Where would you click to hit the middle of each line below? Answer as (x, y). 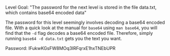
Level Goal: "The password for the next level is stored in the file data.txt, (81, 7)
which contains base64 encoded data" (46, 13)
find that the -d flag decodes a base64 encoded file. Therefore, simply (79, 33)
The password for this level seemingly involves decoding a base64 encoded (85, 22)
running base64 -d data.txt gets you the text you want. (64, 38)
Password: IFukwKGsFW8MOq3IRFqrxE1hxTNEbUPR (61, 48)
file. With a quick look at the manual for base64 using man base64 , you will (81, 28)
